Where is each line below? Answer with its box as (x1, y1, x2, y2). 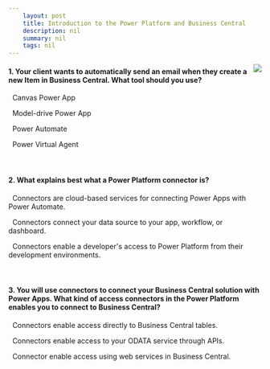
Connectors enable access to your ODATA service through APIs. (11, 335, 225, 346)
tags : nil (22, 42, 56, 50)
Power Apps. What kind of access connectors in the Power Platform (8, 294, 239, 304)
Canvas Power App (11, 93, 76, 103)
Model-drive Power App (11, 109, 92, 118)
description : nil (22, 27, 81, 35)
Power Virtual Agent (11, 140, 79, 150)
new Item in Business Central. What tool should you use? (8, 75, 202, 84)
